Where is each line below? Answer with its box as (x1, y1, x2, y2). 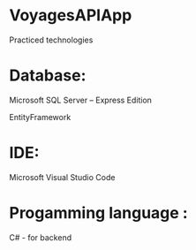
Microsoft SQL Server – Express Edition (9, 95, 153, 105)
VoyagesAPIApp (9, 5, 132, 26)
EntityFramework (9, 111, 72, 122)
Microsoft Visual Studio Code (9, 171, 116, 182)
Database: (9, 65, 87, 86)
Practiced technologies (9, 34, 94, 45)
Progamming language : (9, 203, 188, 223)
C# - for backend (9, 231, 72, 243)
